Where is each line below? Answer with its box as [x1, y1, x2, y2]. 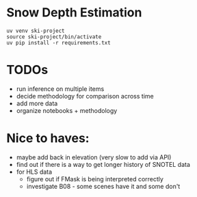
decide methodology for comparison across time [16, 92, 155, 100]
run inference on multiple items [16, 84, 105, 93]
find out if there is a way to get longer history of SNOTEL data [16, 160, 191, 168]
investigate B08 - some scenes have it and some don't [26, 182, 181, 190]
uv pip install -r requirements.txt [6, 39, 111, 46]
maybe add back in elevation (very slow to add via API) [16, 153, 172, 161]
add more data [16, 99, 58, 107]
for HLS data [16, 168, 53, 176]
